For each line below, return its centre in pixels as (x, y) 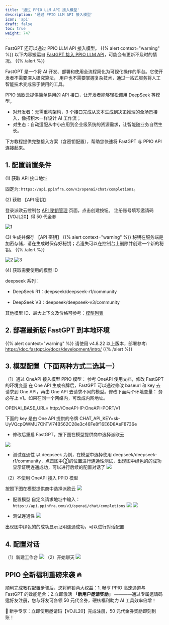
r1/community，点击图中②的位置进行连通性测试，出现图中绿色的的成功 (87, 461)
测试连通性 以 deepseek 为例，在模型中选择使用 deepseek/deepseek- (85, 455)
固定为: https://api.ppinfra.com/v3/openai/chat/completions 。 (72, 189)
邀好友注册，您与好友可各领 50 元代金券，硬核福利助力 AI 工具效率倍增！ (81, 600)
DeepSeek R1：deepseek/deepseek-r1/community (65, 291)
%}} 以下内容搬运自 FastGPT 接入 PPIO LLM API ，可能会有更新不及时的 (79, 54)
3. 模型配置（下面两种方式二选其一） (62, 366)
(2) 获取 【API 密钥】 (27, 199)
